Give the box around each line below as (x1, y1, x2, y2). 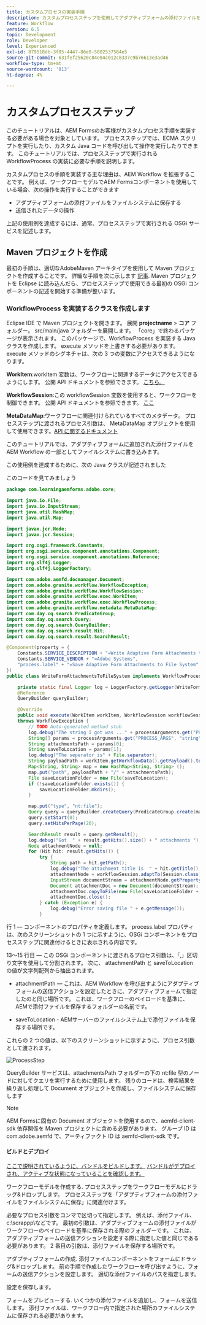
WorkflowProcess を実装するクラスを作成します (6, 304, 150, 313)
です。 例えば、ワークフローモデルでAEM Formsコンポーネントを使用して (11, 179, 197, 186)
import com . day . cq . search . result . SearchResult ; (6, 633, 131, 640)
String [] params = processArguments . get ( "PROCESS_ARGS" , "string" (28, 735, 202, 741)
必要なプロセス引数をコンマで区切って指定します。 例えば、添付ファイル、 (6, 1212, 195, 1219)
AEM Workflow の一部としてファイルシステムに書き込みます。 (6, 448, 163, 456)
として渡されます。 (6, 1044, 55, 1051)
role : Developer (6, 37, 48, 44)
